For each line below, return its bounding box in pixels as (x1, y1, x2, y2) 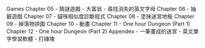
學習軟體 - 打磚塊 (11, 35, 55, 42)
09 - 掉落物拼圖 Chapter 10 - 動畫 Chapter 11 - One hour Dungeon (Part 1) (6, 20, 190, 27)
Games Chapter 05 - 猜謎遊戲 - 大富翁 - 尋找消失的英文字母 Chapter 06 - (6, 5, 190, 12)
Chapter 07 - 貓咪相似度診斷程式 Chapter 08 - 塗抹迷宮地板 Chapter (23, 13, 195, 20)
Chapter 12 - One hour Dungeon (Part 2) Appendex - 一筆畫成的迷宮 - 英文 (6, 28, 193, 35)
